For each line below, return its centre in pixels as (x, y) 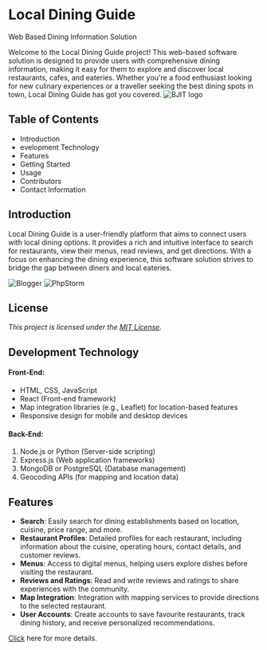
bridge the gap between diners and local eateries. (90, 268)
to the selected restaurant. (63, 605)
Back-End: (26, 434)
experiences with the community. (75, 589)
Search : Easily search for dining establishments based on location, (130, 521)
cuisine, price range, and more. (71, 529)
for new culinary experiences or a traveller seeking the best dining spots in (131, 86)
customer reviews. (50, 554)
